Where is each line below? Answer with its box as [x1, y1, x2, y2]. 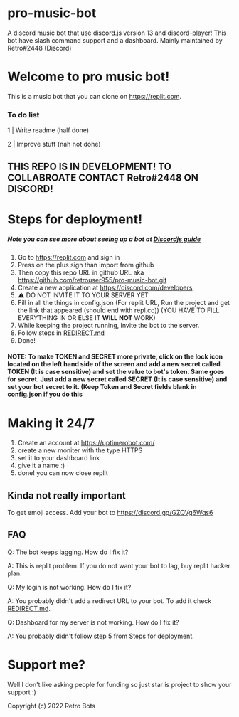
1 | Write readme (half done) [7, 126, 90, 134]
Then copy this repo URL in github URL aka [17, 268, 144, 277]
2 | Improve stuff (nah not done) [7, 140, 101, 149]
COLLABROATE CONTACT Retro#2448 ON [7, 171, 199, 184]
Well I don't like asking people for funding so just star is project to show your [7, 680, 232, 689]
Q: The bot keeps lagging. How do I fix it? [7, 548, 129, 556]
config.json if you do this [7, 390, 83, 399]
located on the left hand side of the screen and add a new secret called [7, 360, 221, 368]
